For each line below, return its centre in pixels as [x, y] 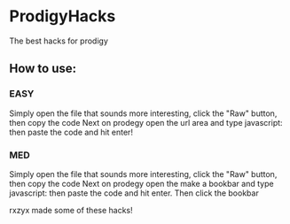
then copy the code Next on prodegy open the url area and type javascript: [146, 122]
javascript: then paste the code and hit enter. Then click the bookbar [134, 193]
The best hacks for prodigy [59, 41]
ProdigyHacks [63, 16]
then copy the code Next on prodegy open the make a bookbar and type [141, 183]
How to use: [43, 69]
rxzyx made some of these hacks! [71, 210]
